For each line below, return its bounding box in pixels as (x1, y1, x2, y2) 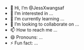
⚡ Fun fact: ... (10, 40, 38, 46)
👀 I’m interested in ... (10, 10, 53, 16)
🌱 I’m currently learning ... (10, 16, 65, 21)
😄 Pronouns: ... (10, 34, 43, 40)
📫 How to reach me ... (10, 27, 58, 33)
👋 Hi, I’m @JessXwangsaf (10, 5, 65, 11)
